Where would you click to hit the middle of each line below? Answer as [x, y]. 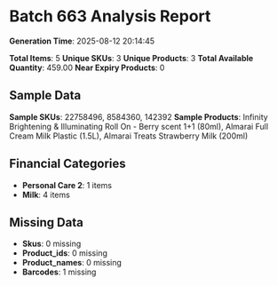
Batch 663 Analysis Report [110, 16]
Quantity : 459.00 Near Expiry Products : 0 [87, 68]
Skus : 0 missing [51, 244]
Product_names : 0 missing [72, 263]
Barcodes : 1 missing [59, 272]
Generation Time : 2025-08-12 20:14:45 [82, 41]
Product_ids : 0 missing [65, 253]
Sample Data [45, 95]
